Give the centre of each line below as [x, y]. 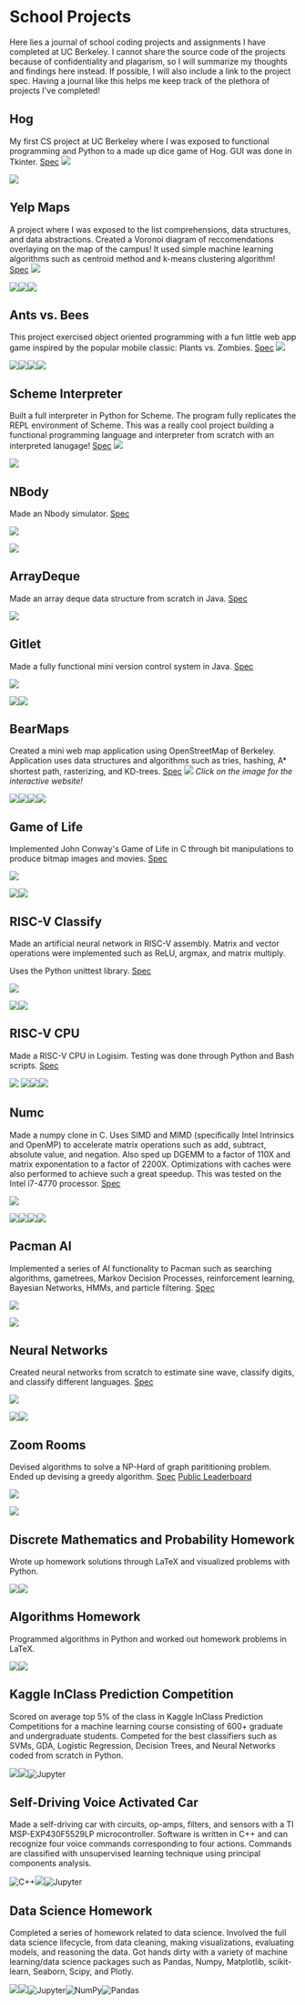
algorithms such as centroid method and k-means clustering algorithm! [142, 258]
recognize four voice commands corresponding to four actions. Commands [151, 1844]
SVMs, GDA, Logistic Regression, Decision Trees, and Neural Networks [142, 1745]
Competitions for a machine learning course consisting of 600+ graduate [147, 1726]
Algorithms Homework [75, 1617]
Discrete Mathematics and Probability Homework [152, 1539]
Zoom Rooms [48, 1444]
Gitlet [25, 644]
